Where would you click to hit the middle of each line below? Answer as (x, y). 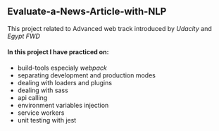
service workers (41, 113)
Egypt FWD (24, 36)
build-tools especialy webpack (62, 68)
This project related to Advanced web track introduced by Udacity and (110, 28)
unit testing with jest (47, 120)
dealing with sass (43, 90)
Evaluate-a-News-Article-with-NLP (87, 12)
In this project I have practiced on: (58, 52)
